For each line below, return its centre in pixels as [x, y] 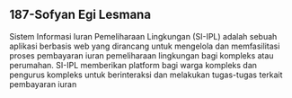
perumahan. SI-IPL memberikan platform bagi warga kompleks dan [133, 65]
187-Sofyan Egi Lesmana [80, 15]
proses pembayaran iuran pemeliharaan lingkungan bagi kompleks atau [142, 55]
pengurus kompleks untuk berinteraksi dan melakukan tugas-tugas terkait [146, 75]
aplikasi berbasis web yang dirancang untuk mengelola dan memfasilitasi [145, 46]
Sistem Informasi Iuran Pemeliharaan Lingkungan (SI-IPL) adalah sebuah [143, 36]
